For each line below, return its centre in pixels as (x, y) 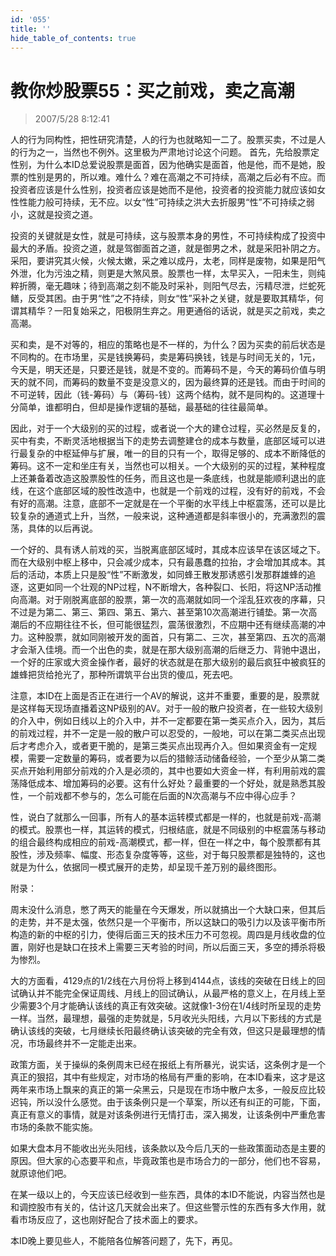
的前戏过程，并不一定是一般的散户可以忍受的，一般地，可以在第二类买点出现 (168, 733)
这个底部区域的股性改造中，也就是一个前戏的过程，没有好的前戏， (172, 491)
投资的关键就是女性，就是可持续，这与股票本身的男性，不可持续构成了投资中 (168, 236)
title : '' (31, 29)
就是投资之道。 (67, 215)
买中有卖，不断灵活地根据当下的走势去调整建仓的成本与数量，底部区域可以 (163, 441)
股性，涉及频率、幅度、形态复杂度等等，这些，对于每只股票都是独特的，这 (163, 855)
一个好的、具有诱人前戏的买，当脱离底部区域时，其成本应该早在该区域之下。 (168, 550)
